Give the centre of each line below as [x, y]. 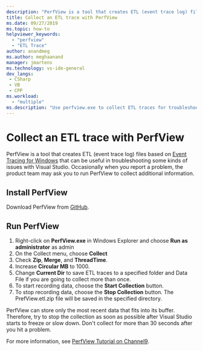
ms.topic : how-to [28, 29]
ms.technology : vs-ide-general [46, 68]
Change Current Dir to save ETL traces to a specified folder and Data [101, 273]
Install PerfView [37, 192]
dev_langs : [20, 74]
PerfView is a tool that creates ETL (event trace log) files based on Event [97, 154]
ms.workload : [23, 96]
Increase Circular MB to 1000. [52, 266]
